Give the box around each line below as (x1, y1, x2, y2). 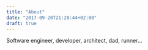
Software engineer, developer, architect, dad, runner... (6, 37, 142, 45)
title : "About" (6, 9, 45, 15)
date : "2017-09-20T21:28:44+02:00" (6, 15, 97, 21)
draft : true (6, 20, 37, 26)
